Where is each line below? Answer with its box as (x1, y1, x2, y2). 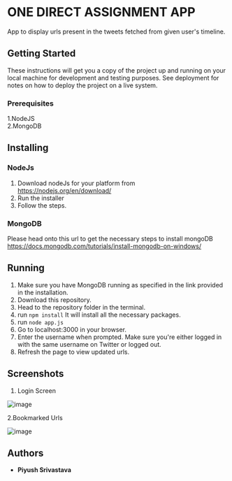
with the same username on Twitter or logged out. (17, 340, 162, 348)
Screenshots (7, 368, 64, 380)
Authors (7, 447, 44, 459)
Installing (7, 142, 49, 154)
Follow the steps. (17, 201, 67, 210)
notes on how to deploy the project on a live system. (7, 81, 158, 89)
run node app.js (17, 317, 64, 326)
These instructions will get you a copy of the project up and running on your (7, 66, 226, 74)
